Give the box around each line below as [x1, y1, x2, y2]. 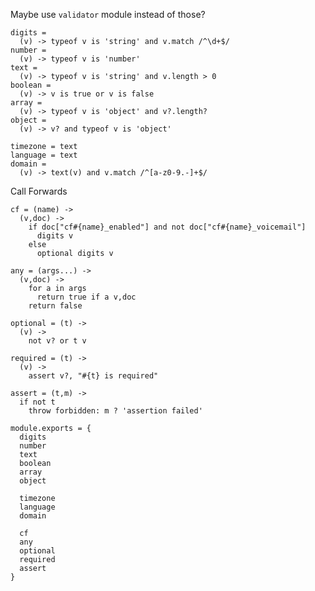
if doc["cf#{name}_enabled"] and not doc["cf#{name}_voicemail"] [28, 222, 307, 232]
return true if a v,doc [36, 292, 137, 302]
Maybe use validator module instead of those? [10, 9, 206, 20]
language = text [10, 150, 78, 160]
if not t [19, 397, 56, 407]
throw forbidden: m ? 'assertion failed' [28, 406, 203, 416]
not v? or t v [28, 336, 87, 346]
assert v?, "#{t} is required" [28, 371, 159, 381]
